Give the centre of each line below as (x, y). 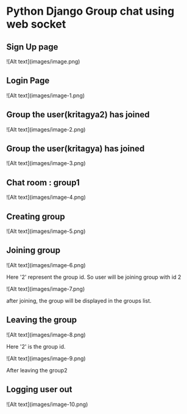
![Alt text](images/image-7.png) (46, 289)
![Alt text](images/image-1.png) (46, 95)
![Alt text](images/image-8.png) (46, 335)
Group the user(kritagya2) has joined (78, 115)
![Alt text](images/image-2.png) (46, 129)
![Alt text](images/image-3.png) (46, 163)
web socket (36, 24)
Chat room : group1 (43, 183)
